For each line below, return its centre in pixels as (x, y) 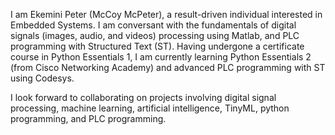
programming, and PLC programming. (88, 118)
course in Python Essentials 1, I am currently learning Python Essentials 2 (161, 57)
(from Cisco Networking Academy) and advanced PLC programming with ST (168, 67)
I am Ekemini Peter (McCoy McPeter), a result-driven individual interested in (166, 14)
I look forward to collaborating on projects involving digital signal (143, 97)
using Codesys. (42, 78)
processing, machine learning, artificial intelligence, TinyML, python (150, 108)
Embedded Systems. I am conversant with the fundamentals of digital (153, 25)
